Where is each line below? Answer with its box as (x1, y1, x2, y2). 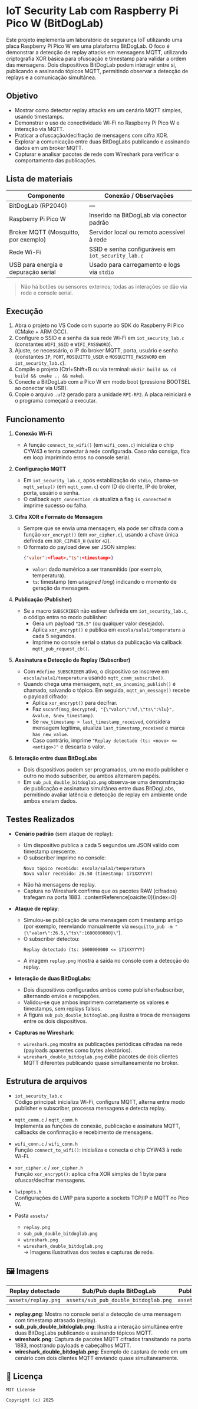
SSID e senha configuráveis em (89, 245, 176, 253)
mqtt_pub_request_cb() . (32, 645, 90, 652)
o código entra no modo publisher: (23, 614, 108, 621)
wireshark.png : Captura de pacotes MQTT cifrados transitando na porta (14, 1335, 192, 1342)
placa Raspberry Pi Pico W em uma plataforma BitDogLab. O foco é (6, 43, 170, 50)
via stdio (89, 267, 114, 276)
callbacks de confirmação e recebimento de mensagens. (14, 1129, 153, 1136)
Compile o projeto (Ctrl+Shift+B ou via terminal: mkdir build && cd (14, 366, 177, 373)
